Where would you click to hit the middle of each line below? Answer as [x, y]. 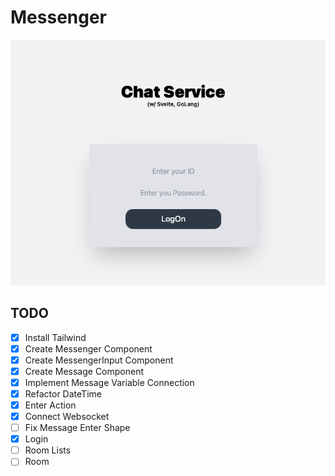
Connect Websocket [67, 416]
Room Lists [48, 450]
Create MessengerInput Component [99, 360]
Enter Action [50, 405]
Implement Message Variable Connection [109, 382]
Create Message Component [84, 371]
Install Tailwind [55, 337]
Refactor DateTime [63, 393]
